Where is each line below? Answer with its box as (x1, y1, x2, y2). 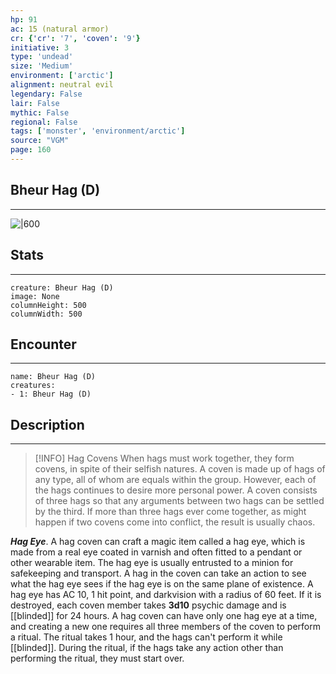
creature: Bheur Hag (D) (10, 282, 114, 293)
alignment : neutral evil (10, 80, 114, 90)
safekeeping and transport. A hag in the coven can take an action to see (10, 567, 307, 580)
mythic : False (10, 107, 70, 118)
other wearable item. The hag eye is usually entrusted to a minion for (10, 557, 294, 569)
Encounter (10, 336, 77, 353)
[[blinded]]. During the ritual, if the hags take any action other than (10, 642, 284, 654)
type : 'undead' (10, 52, 74, 62)
